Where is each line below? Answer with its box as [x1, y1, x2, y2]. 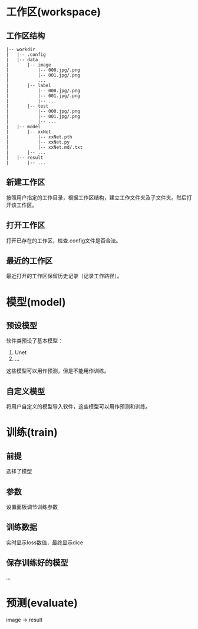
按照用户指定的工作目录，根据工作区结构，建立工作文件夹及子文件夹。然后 [6, 194, 187, 201]
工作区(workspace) [6, 5, 101, 19]
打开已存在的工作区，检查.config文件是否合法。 [6, 237, 121, 244]
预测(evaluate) [6, 596, 78, 610]
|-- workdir [6, 46, 35, 52]
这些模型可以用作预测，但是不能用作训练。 [6, 367, 110, 374]
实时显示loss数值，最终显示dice [6, 539, 84, 546]
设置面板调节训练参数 [6, 504, 58, 511]
